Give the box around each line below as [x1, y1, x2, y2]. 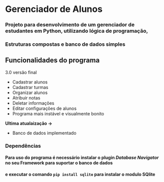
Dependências [5, 142, 41, 149]
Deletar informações [12, 100, 55, 106]
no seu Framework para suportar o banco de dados [5, 160, 113, 166]
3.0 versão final [5, 69, 37, 75]
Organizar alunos [12, 90, 48, 95]
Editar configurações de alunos [12, 105, 77, 111]
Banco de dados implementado [12, 130, 77, 136]
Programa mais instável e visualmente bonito [12, 110, 104, 116]
